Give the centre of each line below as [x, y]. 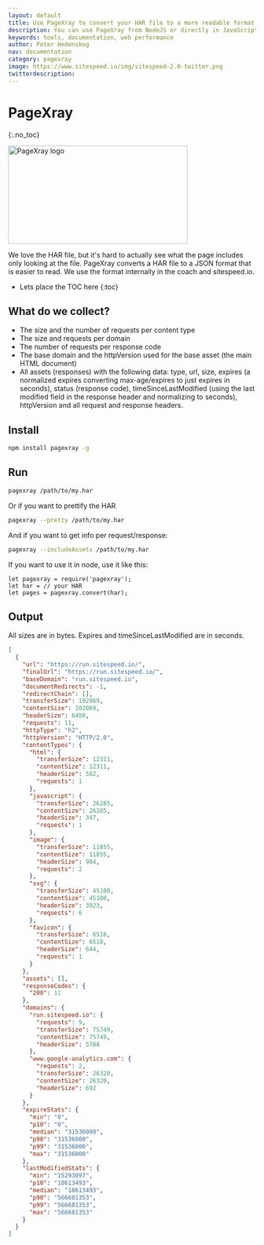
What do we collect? [59, 311]
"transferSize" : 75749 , [75, 1030]
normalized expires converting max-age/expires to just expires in [125, 380]
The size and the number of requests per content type [107, 330]
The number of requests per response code [90, 347]
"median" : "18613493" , [66, 1191]
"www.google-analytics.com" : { [80, 1059]
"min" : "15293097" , [60, 1176]
